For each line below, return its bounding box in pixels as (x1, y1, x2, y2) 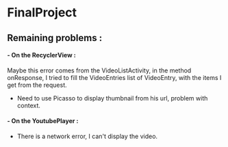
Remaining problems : (7, 32, 103, 44)
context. (16, 101, 41, 109)
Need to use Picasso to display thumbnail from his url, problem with (16, 94, 208, 102)
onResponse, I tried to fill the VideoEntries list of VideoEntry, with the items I (7, 73, 222, 81)
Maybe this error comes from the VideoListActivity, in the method (7, 66, 192, 75)
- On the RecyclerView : (7, 51, 77, 59)
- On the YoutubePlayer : (7, 117, 79, 125)
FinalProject (7, 5, 77, 21)
